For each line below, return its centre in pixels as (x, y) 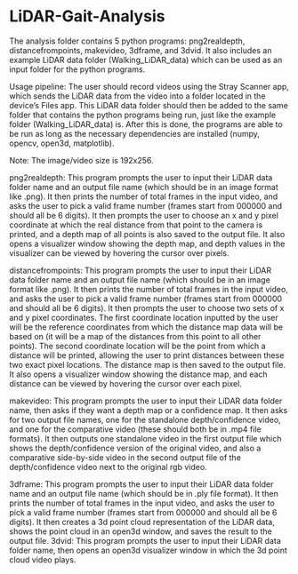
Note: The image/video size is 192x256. (81, 160)
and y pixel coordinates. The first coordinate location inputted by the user (144, 317)
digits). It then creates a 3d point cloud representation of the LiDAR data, (142, 522)
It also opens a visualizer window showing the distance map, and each (139, 374)
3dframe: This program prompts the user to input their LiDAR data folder (141, 484)
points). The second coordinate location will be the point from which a (137, 346)
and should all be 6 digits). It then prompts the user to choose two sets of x (147, 307)
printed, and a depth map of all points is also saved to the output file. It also (147, 234)
